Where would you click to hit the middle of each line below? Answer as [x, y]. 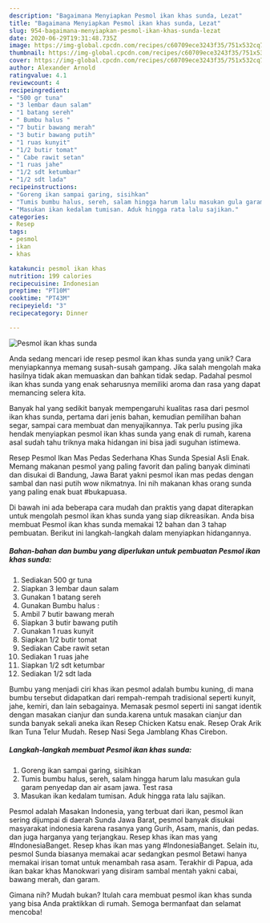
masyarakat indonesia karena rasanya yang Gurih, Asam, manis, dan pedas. [134, 828]
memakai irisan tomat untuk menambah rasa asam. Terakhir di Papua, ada [131, 862]
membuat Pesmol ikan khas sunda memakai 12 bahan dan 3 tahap [118, 524]
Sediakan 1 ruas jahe [54, 656]
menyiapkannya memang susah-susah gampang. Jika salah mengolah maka [135, 367]
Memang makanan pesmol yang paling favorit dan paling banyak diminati [130, 466]
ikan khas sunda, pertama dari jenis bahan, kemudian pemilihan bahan [125, 417]
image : [20, 46]
